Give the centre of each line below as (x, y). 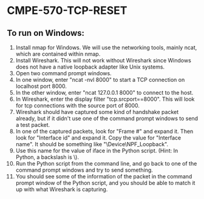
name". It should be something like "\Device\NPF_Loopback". (92, 144)
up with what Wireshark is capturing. (62, 189)
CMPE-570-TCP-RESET (67, 11)
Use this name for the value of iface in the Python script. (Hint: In (97, 150)
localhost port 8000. (41, 86)
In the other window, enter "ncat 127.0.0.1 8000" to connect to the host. (104, 93)
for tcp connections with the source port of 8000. (78, 106)
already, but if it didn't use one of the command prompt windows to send (107, 118)
